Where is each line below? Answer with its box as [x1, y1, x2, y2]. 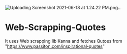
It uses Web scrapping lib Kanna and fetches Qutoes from [5, 38, 123, 44]
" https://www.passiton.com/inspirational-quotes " [5, 43, 105, 49]
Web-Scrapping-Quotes [5, 22, 106, 33]
